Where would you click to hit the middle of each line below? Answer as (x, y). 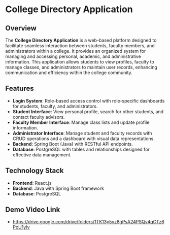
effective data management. (42, 155)
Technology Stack (35, 171)
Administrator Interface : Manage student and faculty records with (82, 133)
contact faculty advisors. (39, 117)
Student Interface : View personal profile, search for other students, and (88, 111)
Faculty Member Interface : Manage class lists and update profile (81, 122)
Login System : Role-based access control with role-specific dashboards (89, 100)
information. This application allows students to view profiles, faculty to (80, 62)
